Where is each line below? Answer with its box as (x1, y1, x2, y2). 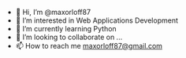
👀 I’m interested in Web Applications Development (15, 16, 179, 25)
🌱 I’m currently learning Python (15, 24, 117, 33)
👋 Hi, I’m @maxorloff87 (15, 8, 91, 16)
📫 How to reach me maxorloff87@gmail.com (15, 42, 163, 50)
